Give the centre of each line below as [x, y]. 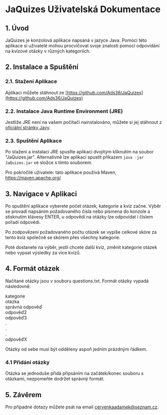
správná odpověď [24, 307]
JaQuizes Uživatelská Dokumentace [83, 9]
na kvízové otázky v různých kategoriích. [48, 51]
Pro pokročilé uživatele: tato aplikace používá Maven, [61, 172]
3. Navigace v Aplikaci [41, 194]
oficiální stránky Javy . [28, 127]
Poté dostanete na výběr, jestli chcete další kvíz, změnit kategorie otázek [81, 247]
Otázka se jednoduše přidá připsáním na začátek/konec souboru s [74, 373]
